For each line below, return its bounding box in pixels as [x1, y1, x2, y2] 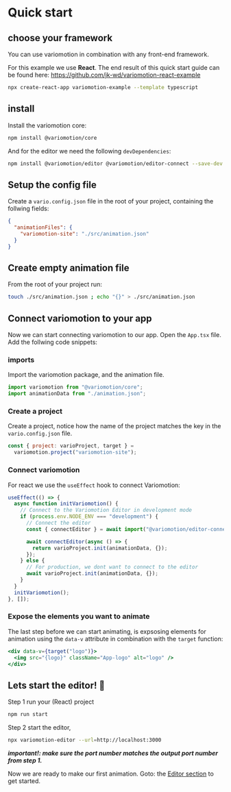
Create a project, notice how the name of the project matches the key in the [8, 422, 221, 430]
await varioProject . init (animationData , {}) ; [25, 570, 158, 577]
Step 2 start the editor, [8, 723, 71, 732]
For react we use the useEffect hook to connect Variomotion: [8, 481, 180, 489]
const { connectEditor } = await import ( [25, 525, 147, 532]
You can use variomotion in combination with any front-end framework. [8, 50, 210, 58]
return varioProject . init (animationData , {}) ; [32, 545, 168, 552]
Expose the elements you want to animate [8, 612, 150, 621]
